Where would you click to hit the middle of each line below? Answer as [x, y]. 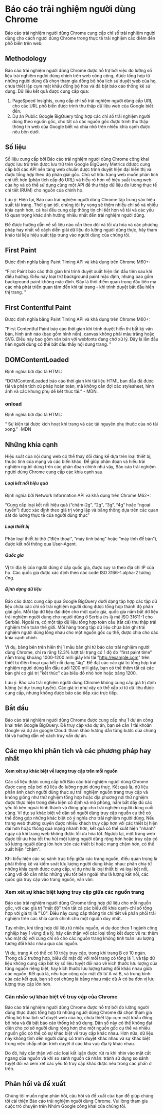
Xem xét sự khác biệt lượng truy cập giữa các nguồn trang [75, 892]
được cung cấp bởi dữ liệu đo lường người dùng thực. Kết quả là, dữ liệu [77, 787]
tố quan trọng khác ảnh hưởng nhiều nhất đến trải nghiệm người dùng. [75, 215]
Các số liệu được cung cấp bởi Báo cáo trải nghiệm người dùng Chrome [77, 782]
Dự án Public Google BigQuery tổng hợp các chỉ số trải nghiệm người [81, 116]
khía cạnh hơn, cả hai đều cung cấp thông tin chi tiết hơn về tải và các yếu [80, 210]
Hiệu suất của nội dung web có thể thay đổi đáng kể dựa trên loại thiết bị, [78, 456]
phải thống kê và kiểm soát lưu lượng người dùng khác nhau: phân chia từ [79, 864]
